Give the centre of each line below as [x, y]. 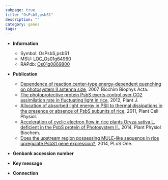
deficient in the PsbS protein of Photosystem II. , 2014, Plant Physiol [91, 127]
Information [25, 43]
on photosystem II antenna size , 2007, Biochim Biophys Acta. [84, 89]
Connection [25, 173]
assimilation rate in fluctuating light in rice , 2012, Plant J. [79, 100]
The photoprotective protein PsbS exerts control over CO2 [81, 95]
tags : [11, 29]
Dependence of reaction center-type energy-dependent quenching [91, 84]
